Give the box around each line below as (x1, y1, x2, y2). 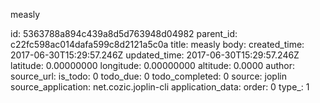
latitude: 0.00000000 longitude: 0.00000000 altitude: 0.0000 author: (10, 60, 295, 71)
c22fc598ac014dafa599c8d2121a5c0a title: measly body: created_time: (10, 39, 305, 50)
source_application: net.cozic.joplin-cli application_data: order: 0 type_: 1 (10, 81, 310, 93)
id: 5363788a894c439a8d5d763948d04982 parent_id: (10, 28, 238, 39)
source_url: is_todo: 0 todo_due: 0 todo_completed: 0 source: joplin (10, 70, 287, 82)
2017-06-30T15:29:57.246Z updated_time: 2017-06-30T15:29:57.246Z (10, 49, 300, 61)
